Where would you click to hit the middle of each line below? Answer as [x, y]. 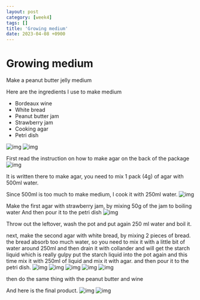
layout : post [22, 12]
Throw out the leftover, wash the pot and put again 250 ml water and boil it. [99, 224]
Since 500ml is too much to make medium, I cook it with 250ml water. [92, 195]
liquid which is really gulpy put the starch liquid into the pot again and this [97, 254]
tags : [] [17, 23]
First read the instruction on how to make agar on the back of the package [98, 159]
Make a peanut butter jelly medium [49, 80]
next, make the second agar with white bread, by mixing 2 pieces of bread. [99, 236]
